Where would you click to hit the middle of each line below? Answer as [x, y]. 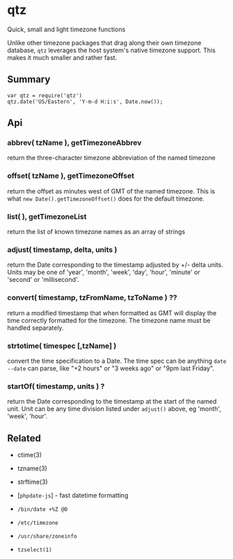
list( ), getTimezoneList [47, 216]
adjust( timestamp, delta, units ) [62, 249]
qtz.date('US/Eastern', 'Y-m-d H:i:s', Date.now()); [85, 102]
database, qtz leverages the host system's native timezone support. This [111, 50]
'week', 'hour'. [27, 416]
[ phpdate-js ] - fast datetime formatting [73, 496]
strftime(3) [33, 482]
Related [24, 438]
